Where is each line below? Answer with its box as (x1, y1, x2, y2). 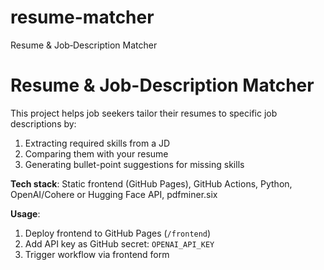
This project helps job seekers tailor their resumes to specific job (10, 107, 278, 119)
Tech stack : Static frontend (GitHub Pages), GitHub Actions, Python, (10, 177, 293, 190)
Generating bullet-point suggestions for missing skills (24, 158, 245, 170)
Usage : (10, 207, 41, 220)
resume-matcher (10, 6, 155, 29)
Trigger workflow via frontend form (24, 248, 170, 260)
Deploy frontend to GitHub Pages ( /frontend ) (24, 227, 212, 239)
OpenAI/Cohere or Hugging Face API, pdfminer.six (10, 188, 218, 200)
